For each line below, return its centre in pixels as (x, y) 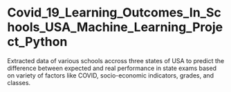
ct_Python (37, 42)
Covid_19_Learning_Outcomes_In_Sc (114, 13)
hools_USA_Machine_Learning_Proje (115, 27)
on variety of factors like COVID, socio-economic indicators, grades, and (111, 75)
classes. (19, 82)
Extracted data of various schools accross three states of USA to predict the (116, 60)
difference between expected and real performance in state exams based (112, 68)
